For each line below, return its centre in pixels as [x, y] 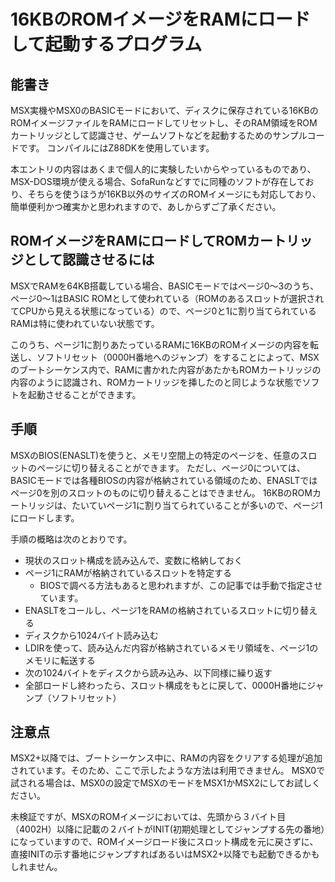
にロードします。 [45, 517]
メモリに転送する [60, 660]
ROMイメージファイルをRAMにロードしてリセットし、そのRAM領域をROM [164, 123]
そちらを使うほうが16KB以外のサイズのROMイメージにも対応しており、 [174, 194]
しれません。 [36, 867]
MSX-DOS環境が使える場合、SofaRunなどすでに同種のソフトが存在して [158, 181]
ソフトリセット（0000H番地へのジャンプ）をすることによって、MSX [178, 357]
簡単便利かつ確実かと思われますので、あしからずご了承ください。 [146, 206]
